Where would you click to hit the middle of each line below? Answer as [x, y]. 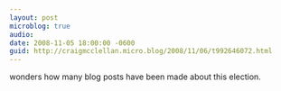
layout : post [34, 18]
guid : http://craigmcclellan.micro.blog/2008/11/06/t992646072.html [141, 51]
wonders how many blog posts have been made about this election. [136, 77]
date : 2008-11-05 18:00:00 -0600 [72, 43]
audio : [22, 34]
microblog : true [40, 26]
